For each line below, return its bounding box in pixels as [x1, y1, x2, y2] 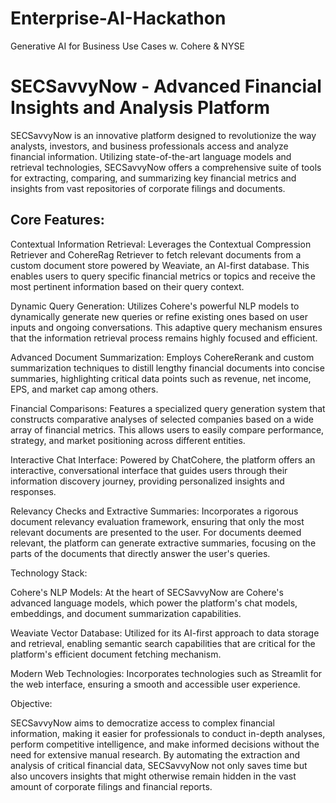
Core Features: [10, 212, 105, 229]
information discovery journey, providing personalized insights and [10, 475, 285, 487]
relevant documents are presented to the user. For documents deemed [10, 526, 302, 538]
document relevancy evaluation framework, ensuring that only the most [10, 515, 305, 527]
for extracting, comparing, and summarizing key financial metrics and [10, 172, 297, 184]
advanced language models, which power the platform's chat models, [10, 597, 298, 609]
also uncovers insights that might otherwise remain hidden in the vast [10, 770, 297, 782]
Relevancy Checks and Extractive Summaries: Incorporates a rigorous [10, 505, 299, 517]
